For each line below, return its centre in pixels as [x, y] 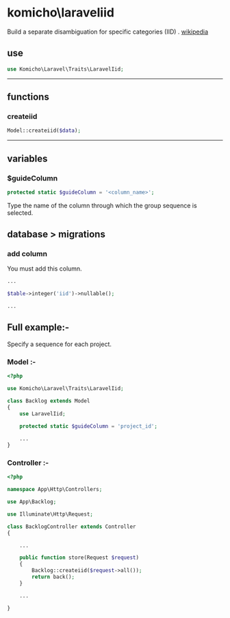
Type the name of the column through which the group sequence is [102, 205]
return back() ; [53, 577]
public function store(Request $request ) [79, 558]
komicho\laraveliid [61, 13]
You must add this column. [44, 268]
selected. [20, 213]
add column [27, 254]
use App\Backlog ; [32, 502]
